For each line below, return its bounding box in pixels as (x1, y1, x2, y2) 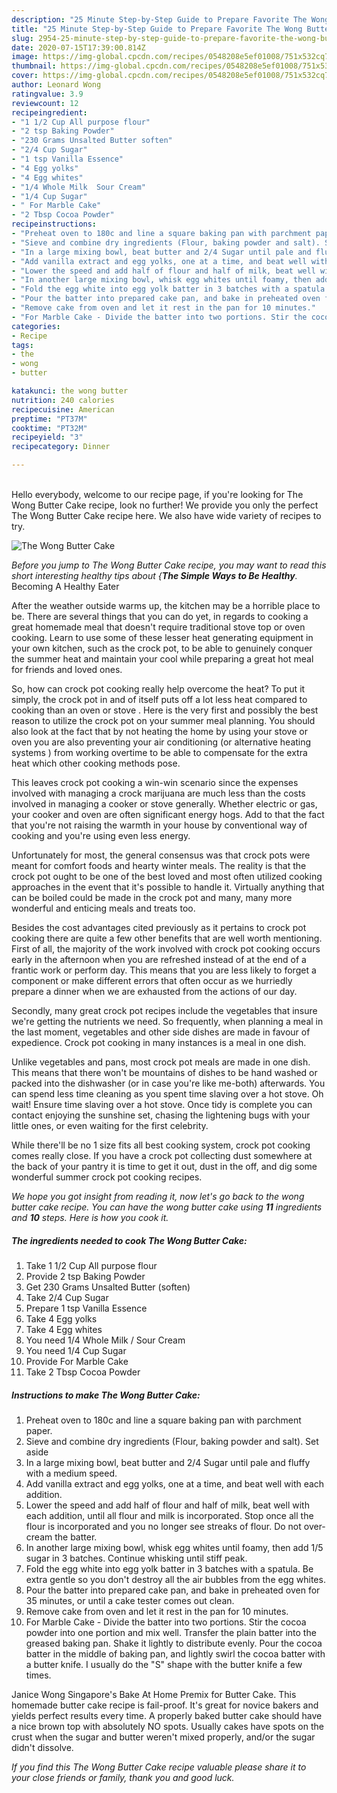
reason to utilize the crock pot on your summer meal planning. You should (11, 715, 316, 726)
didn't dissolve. (11, 1741, 74, 1753)
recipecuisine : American (11, 404, 115, 415)
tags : (11, 340, 34, 350)
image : (11, 52, 39, 62)
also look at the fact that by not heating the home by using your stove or (11, 726, 308, 737)
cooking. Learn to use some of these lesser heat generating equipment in (11, 632, 314, 643)
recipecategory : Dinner (11, 442, 111, 452)
